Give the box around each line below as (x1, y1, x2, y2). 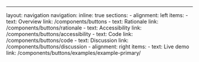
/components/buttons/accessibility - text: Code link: (6, 31, 133, 37)
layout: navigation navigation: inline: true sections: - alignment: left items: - (6, 12, 188, 18)
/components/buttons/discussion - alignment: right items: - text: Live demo (6, 43, 190, 50)
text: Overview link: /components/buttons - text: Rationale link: (6, 18, 159, 25)
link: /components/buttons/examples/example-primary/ (6, 50, 141, 56)
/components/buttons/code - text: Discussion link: (6, 37, 129, 44)
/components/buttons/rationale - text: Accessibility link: (6, 24, 142, 31)
